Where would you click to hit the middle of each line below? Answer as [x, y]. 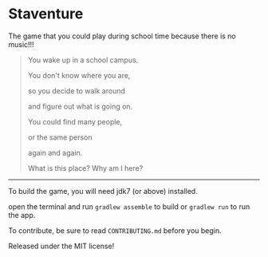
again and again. [55, 152]
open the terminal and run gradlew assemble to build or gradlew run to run [129, 206]
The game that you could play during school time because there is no [122, 36]
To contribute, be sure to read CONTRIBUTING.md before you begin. [115, 230]
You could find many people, [75, 121]
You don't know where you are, [79, 75]
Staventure [46, 14]
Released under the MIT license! [61, 246]
